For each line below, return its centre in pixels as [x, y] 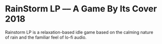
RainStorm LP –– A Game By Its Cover [81, 9]
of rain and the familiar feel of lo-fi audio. [46, 37]
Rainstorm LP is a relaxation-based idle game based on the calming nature [79, 32]
